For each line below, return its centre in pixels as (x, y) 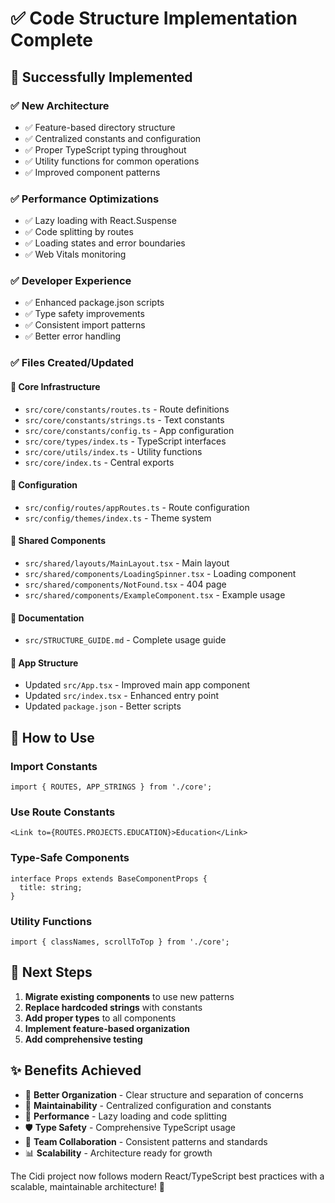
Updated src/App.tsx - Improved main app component (137, 685)
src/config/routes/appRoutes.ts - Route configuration (137, 507)
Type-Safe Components (70, 858)
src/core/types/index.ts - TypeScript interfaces (125, 441)
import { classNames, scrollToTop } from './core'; (120, 942)
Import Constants (54, 766)
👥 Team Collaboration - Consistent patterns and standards (146, 1141)
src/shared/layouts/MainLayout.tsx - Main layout (127, 563)
